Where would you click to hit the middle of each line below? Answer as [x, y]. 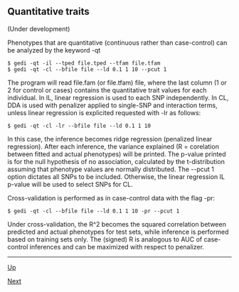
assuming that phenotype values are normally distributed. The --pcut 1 [111, 169]
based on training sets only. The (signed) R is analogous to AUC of [105, 239]
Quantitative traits [49, 12]
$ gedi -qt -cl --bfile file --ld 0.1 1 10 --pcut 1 [87, 69]
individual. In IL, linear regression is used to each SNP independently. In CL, [118, 97]
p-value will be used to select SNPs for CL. [70, 184]
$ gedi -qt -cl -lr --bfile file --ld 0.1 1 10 [79, 126]
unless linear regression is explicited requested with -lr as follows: [104, 112]
